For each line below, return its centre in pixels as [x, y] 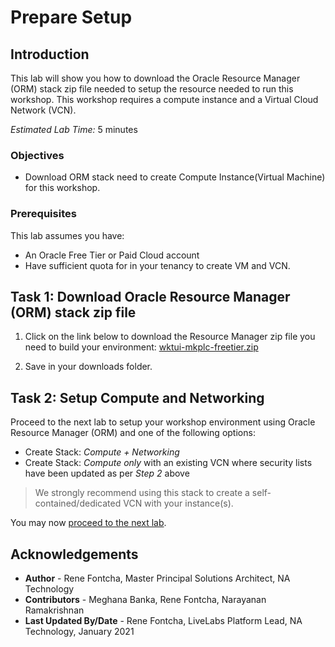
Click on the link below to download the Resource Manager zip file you [170, 337]
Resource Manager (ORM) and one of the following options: [133, 433]
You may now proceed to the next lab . [88, 523]
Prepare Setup [71, 17]
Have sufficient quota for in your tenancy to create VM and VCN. [157, 265]
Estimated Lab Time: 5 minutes [74, 129]
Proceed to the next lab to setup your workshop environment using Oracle [163, 422]
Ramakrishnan [54, 610]
